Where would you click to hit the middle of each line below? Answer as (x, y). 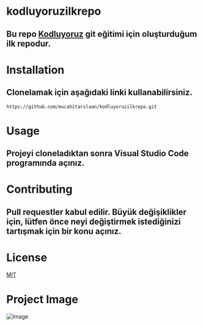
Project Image (42, 299)
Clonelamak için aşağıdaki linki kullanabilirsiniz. (99, 92)
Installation (35, 70)
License (27, 258)
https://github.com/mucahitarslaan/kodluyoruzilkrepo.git (82, 107)
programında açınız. (46, 163)
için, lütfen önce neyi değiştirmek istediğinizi (94, 221)
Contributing (39, 189)
